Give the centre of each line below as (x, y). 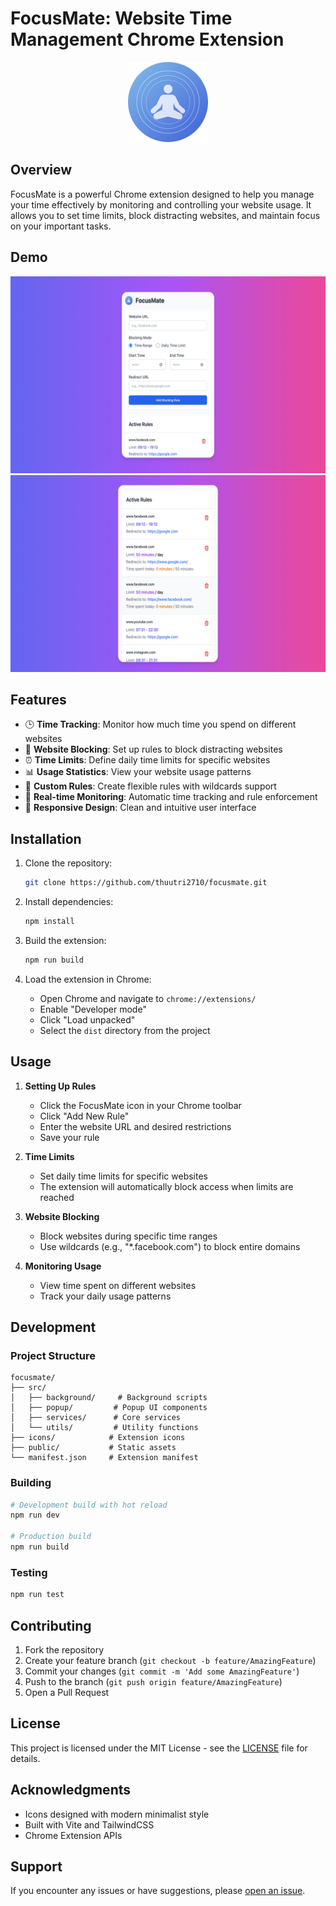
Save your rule (69, 1137)
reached (57, 1197)
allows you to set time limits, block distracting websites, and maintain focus (165, 215)
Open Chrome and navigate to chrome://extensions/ (148, 998)
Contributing (51, 1625)
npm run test (37, 1595)
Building (31, 1483)
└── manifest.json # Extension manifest (104, 1458)
